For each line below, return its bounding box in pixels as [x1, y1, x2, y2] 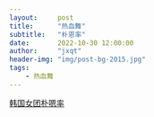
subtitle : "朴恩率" [9, 30, 86, 39]
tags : [9, 64, 30, 73]
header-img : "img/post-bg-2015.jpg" [9, 55, 146, 64]
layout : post [9, 13, 74, 22]
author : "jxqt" [9, 47, 82, 56]
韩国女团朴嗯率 [9, 97, 64, 108]
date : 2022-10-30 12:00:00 [9, 38, 134, 48]
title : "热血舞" [9, 22, 86, 31]
